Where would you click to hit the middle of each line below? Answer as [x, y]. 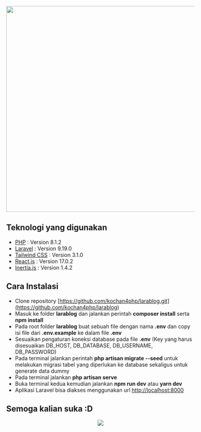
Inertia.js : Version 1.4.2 [44, 267]
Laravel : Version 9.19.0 [43, 248]
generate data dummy [42, 371]
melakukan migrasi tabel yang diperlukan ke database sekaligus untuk [101, 364]
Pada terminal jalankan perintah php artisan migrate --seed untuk [96, 358]
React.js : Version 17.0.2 [44, 261]
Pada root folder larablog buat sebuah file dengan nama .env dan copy [103, 326]
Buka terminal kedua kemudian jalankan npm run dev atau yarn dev [98, 383]
